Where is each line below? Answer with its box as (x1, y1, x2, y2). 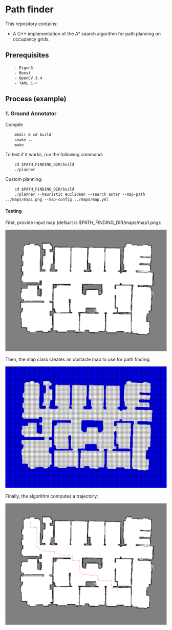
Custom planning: (5, 176, 42, 182)
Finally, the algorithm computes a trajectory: (5, 493, 98, 499)
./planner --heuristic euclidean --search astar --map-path (14, 192, 145, 197)
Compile (5, 122, 23, 128)
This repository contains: (5, 21, 58, 27)
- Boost (14, 70, 31, 76)
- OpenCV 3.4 (14, 76, 42, 81)
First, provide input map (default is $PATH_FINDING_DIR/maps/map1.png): (5, 219, 162, 226)
